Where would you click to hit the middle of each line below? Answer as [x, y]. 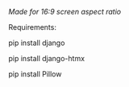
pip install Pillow [35, 74]
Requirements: [32, 27]
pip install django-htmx [47, 58]
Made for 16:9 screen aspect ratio [65, 12]
